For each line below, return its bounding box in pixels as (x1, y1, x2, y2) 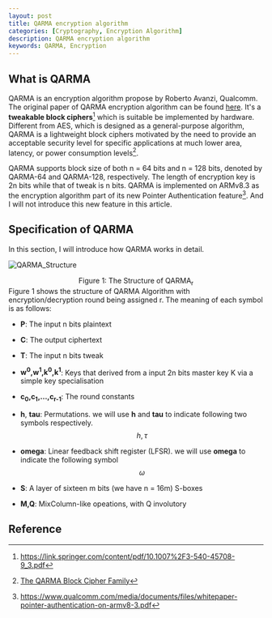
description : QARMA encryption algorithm (8, 34, 151, 43)
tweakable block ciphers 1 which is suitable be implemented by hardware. (8, 110, 255, 121)
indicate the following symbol (19, 454, 119, 464)
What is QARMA (8, 72, 91, 86)
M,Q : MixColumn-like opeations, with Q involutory (19, 499, 187, 509)
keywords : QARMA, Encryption (8, 42, 107, 50)
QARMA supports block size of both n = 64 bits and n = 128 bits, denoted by (8, 164, 263, 173)
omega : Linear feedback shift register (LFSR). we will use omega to (19, 446, 246, 456)
